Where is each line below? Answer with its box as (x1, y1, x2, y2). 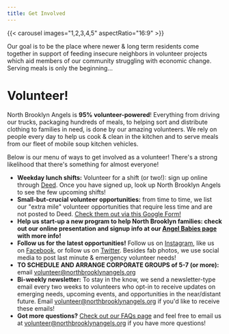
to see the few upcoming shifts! (16, 188, 106, 196)
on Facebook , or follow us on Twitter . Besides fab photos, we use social (16, 246, 219, 254)
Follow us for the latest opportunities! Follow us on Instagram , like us (16, 239, 215, 247)
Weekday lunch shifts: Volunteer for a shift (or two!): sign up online (16, 173, 208, 181)
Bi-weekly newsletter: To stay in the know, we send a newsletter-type (16, 275, 216, 283)
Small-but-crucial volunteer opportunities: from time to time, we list (16, 195, 212, 203)
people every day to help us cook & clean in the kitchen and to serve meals (7, 132, 219, 140)
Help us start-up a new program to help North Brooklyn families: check (16, 217, 222, 225)
